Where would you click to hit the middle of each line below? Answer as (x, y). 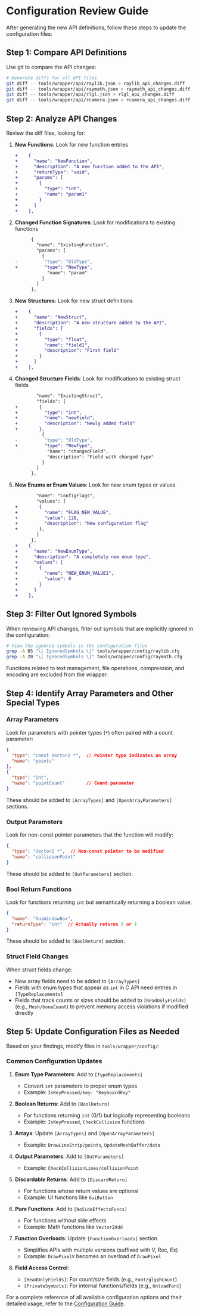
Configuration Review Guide (77, 11)
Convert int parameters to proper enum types (80, 1086)
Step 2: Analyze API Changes (62, 118)
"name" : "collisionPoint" (44, 857)
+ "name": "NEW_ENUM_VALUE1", (64, 574)
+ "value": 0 (43, 579)
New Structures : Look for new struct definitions (74, 301)
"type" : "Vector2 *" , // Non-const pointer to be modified (88, 851)
